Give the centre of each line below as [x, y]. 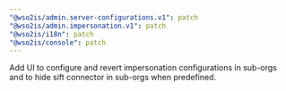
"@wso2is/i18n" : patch [52, 34]
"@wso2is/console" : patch [57, 42]
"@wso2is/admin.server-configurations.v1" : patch [104, 17]
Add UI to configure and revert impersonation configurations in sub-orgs [143, 68]
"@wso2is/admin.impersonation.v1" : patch [88, 26]
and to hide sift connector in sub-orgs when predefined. [113, 78]
